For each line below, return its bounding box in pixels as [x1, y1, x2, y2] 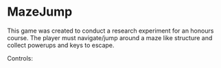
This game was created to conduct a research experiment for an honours [7, 27, 214, 35]
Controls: [7, 54, 33, 62]
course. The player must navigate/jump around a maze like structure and [7, 33, 213, 41]
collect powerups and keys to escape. [7, 41, 115, 49]
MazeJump [7, 4, 73, 20]
